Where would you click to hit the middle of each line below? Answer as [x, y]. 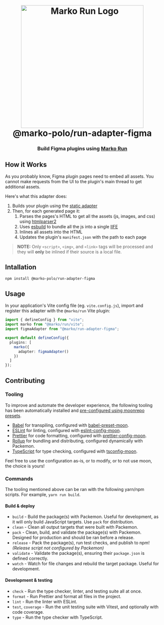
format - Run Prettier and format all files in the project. [67, 596]
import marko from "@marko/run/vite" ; [45, 325]
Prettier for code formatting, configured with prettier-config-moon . [79, 435]
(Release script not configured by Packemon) [58, 548]
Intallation [21, 267]
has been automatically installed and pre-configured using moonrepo [75, 410]
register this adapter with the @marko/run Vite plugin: [58, 311]
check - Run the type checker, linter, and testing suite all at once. [77, 591]
